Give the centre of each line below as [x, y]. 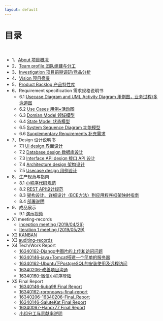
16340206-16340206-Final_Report [54, 297]
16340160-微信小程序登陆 [45, 276]
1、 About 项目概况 [30, 60]
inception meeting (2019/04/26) [51, 224]
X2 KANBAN [24, 235]
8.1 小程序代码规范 [37, 183]
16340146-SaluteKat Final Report [53, 302]
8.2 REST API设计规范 [41, 189]
